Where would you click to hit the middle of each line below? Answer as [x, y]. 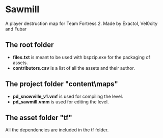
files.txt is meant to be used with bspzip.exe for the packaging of [81, 57]
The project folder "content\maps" [62, 84]
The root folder [30, 45]
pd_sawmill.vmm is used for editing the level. [61, 102]
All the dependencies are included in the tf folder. [57, 130]
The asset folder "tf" [39, 117]
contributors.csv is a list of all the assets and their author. [74, 68]
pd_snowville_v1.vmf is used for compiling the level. [68, 96]
